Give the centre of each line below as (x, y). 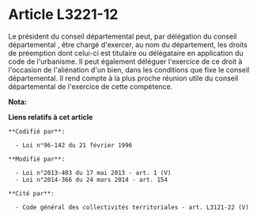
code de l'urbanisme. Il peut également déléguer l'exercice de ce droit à (125, 61)
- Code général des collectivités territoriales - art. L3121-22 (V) (132, 207)
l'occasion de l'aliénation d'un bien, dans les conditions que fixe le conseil (129, 69)
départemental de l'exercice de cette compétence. (91, 86)
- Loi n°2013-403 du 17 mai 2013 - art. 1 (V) (93, 173)
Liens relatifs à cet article (51, 117)
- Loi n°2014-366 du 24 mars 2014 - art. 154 (92, 180)
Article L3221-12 (63, 15)
